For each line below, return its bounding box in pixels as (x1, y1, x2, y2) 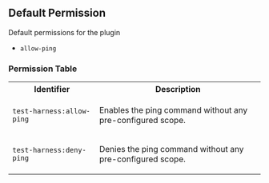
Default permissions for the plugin (8, 27, 121, 37)
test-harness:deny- (12, 145, 86, 155)
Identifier (34, 84, 70, 95)
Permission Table (8, 63, 78, 74)
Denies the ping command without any (98, 144, 244, 155)
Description (155, 84, 202, 95)
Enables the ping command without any (98, 105, 248, 116)
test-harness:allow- (12, 107, 90, 116)
